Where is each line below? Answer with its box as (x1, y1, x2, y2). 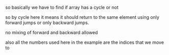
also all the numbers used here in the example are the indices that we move (5, 39, 164, 45)
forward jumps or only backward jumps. (5, 20, 89, 25)
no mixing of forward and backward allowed (5, 30, 98, 35)
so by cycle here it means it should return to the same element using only (5, 14, 160, 20)
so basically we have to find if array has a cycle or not (5, 5, 119, 10)
